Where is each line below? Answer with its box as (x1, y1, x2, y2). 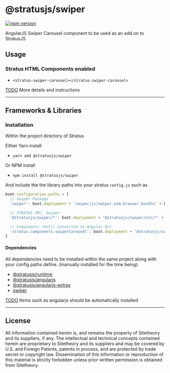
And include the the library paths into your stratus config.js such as (5, 182, 148, 188)
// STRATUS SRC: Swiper (10, 210, 60, 215)
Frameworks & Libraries (5, 106, 82, 115)
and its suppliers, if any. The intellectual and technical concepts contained (5, 335, 160, 342)
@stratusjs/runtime (12, 271, 53, 277)
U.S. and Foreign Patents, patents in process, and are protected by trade (5, 346, 156, 352)
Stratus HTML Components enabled (5, 65, 96, 72)
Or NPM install (5, 162, 35, 168)
